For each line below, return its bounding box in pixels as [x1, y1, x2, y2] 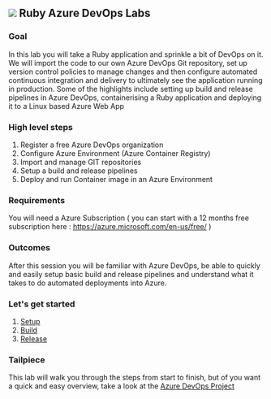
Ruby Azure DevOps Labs [19, 7, 151, 20]
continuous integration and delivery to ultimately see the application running [8, 75, 263, 85]
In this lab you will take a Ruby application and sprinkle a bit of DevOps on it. [8, 49, 264, 59]
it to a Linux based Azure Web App [8, 101, 124, 111]
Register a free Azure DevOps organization [19, 140, 164, 150]
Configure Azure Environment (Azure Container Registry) [19, 148, 211, 158]
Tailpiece [8, 353, 45, 365]
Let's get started [8, 298, 75, 310]
